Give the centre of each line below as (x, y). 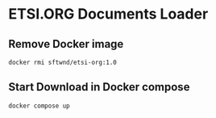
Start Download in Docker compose (99, 87)
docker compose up (39, 106)
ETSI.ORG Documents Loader (108, 14)
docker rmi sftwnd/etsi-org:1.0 (62, 62)
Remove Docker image (66, 44)
